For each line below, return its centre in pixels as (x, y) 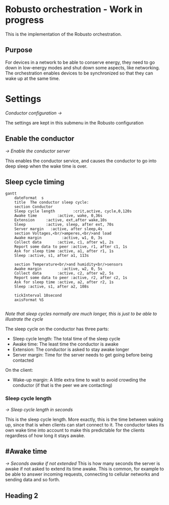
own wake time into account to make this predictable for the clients (75, 430)
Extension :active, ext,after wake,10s (61, 220)
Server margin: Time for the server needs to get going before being (82, 355)
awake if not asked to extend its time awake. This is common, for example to (84, 469)
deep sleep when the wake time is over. (46, 166)
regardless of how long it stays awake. (45, 435)
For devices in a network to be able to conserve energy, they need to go (80, 62)
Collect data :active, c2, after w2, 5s (64, 274)
